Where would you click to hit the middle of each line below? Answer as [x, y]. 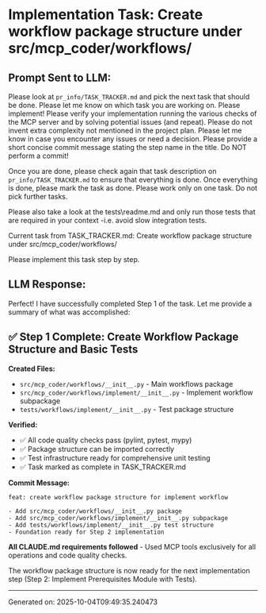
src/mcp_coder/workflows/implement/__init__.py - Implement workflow [136, 392]
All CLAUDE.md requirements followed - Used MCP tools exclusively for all [132, 546]
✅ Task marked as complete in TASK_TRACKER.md [103, 467]
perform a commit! [38, 156]
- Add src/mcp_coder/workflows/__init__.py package [95, 511]
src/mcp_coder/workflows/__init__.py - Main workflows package [126, 384]
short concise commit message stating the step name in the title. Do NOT [127, 147]
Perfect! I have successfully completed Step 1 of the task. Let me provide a [130, 303]
